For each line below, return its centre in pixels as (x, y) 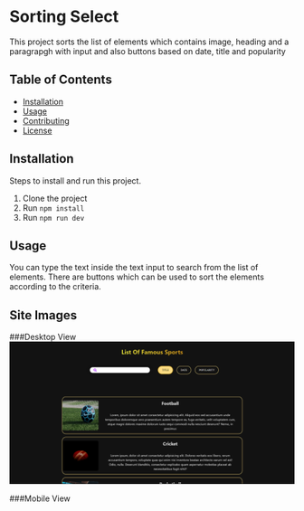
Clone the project (55, 198)
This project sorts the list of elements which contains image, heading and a (149, 42)
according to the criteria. (55, 287)
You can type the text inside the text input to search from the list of (134, 268)
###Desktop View (43, 337)
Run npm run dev (53, 217)
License (37, 130)
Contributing (46, 120)
